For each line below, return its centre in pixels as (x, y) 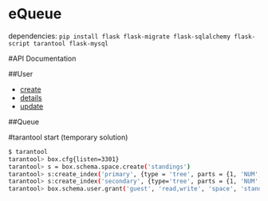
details (31, 97)
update (32, 106)
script (19, 43)
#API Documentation (42, 58)
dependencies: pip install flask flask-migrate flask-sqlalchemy (120, 36)
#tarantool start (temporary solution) (68, 137)
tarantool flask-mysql (71, 43)
